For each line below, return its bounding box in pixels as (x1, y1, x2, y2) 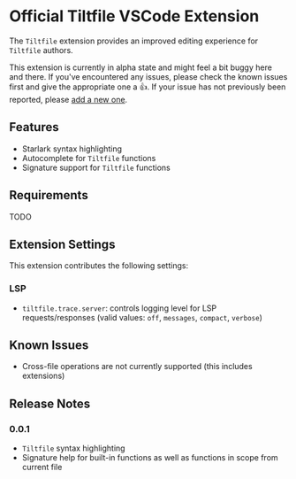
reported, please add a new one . (9, 94, 128, 104)
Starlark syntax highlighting (21, 143, 122, 154)
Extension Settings (9, 236, 116, 251)
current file (21, 462, 63, 473)
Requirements (9, 188, 88, 203)
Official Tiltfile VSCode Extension (9, 6, 260, 27)
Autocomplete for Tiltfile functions (21, 152, 156, 163)
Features (9, 120, 59, 135)
